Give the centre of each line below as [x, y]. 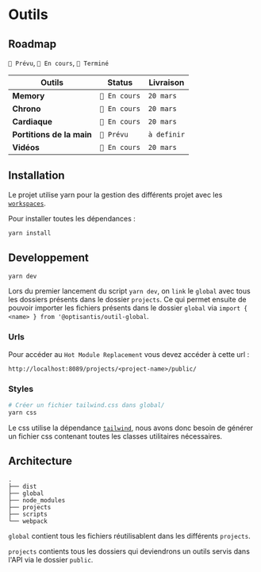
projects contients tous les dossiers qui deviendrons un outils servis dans [129, 551]
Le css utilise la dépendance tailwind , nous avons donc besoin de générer [131, 428]
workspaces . [27, 203]
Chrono [27, 109]
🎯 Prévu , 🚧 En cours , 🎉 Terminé [59, 63]
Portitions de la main [52, 134]
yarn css [23, 413]
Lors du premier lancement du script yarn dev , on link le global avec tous [130, 291]
